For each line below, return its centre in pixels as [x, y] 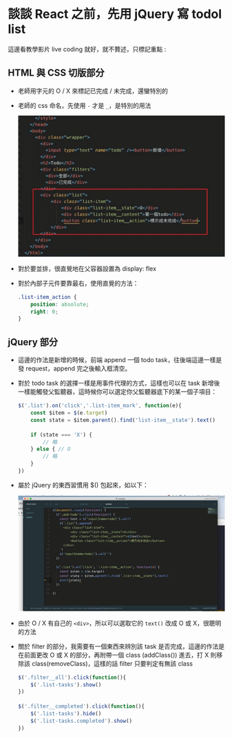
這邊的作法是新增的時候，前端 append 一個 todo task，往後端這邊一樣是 [120, 360]
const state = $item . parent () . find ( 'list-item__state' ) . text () [123, 420]
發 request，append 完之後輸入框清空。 [74, 368]
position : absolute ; [60, 304]
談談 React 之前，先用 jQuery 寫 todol [115, 14]
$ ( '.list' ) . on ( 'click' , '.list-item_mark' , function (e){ [99, 406]
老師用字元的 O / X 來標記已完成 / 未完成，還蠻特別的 [93, 91]
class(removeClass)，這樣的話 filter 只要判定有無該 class [112, 663]
